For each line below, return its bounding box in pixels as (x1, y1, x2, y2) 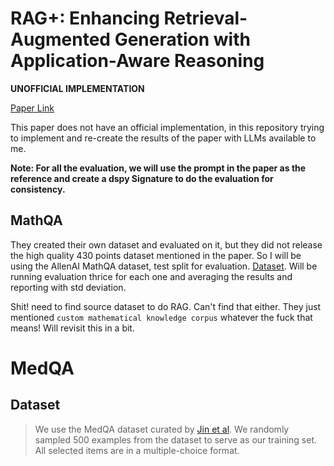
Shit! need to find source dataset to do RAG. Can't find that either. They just (10, 300, 322, 312)
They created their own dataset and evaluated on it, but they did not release (10, 238, 323, 251)
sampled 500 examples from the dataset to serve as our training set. (34, 433, 318, 446)
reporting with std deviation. (10, 281, 127, 293)
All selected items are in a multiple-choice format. (34, 444, 240, 456)
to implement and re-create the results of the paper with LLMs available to (10, 132, 317, 144)
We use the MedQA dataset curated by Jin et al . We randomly (34, 423, 290, 435)
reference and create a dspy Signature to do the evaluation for (10, 172, 274, 184)
